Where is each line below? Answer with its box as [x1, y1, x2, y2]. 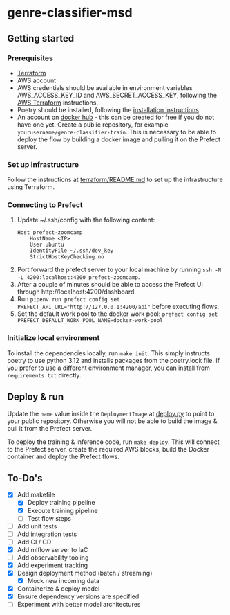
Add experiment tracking [17, 561, 88, 569]
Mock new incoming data [27, 577, 100, 585]
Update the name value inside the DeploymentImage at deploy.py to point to [7, 409, 215, 418]
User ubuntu [30, 241, 64, 249]
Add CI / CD [17, 537, 52, 546]
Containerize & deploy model [17, 585, 100, 593]
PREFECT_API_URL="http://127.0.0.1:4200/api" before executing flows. [17, 303, 220, 311]
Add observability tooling [17, 553, 89, 562]
